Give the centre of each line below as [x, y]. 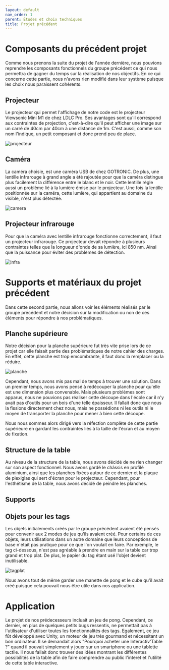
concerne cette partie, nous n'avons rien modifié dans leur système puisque [84, 79]
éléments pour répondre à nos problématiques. [54, 318]
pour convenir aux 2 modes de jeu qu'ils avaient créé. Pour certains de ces [83, 534]
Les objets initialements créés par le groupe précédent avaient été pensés [82, 529]
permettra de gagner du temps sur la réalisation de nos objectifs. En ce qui [83, 74]
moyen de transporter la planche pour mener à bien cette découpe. [75, 414]
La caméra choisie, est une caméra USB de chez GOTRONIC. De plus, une [82, 172]
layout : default [22, 10]
